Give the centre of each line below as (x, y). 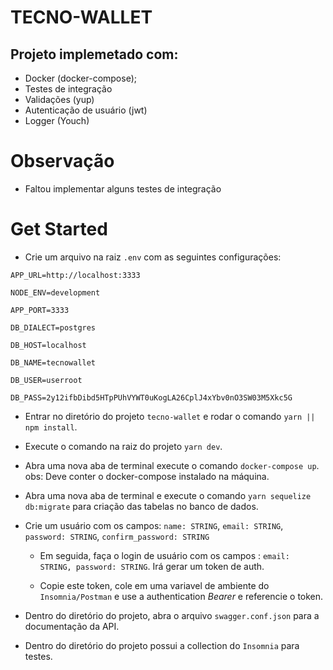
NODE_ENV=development (55, 292)
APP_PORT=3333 (40, 310)
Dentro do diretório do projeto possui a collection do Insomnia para (162, 645)
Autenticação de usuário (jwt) (86, 110)
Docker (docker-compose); (80, 78)
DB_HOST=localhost (48, 345)
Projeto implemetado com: (94, 54)
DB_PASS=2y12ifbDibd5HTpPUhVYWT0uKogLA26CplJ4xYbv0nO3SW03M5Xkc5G (151, 397)
